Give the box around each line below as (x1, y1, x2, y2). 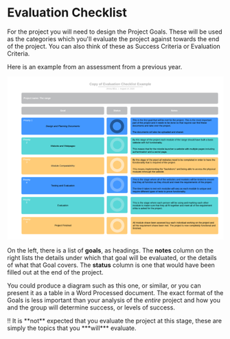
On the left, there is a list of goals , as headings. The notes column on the (7, 246, 214, 255)
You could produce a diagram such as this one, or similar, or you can (7, 281, 201, 290)
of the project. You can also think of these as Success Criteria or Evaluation (7, 42, 221, 50)
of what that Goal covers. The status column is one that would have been (7, 261, 215, 269)
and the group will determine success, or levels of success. (7, 303, 175, 312)
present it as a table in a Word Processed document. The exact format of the (7, 289, 224, 297)
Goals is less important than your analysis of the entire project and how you (7, 296, 221, 305)
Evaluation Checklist (7, 5, 127, 21)
